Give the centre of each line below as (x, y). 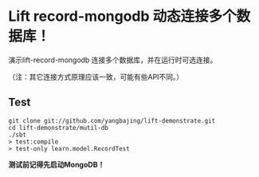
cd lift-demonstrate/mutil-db (59, 128)
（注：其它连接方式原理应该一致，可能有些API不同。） (96, 77)
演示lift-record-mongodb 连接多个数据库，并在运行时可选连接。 (113, 60)
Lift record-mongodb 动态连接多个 (122, 16)
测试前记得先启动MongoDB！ (57, 164)
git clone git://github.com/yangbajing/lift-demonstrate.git (112, 120)
